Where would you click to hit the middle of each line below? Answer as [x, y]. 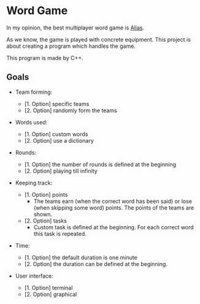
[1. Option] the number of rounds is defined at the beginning [100, 164]
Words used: [31, 122]
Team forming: [34, 92]
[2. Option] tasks [46, 221]
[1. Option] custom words [56, 134]
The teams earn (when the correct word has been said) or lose [113, 201]
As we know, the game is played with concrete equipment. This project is [99, 39]
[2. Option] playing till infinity [61, 171]
